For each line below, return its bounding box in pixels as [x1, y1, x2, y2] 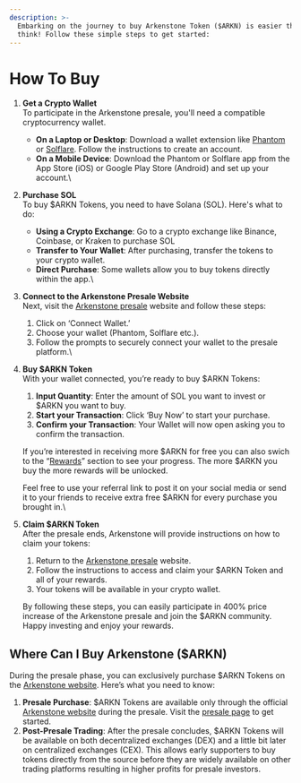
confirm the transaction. [35, 429, 125, 440]
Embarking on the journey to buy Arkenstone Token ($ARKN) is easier [17, 22, 282, 30]
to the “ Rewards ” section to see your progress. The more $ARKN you [21, 456, 278, 467]
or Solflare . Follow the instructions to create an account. [35, 144, 244, 155]
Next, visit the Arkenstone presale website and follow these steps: [21, 301, 267, 312]
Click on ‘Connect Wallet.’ [35, 318, 131, 329]
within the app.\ [35, 274, 94, 285]
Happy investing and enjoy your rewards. [21, 620, 175, 632]
